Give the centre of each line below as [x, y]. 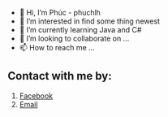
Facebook [36, 95]
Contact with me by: [60, 76]
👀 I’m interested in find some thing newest [89, 21]
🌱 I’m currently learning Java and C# [80, 30]
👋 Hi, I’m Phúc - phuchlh [60, 13]
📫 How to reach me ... [57, 48]
